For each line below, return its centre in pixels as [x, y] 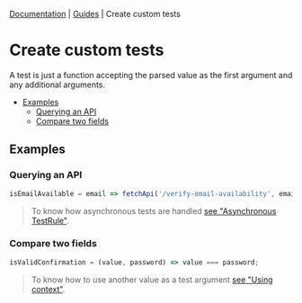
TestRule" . [50, 220]
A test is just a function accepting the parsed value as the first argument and [151, 75]
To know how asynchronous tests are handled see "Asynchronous [154, 210]
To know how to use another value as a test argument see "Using [152, 280]
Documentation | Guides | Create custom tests [95, 14]
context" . [48, 289]
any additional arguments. [58, 85]
